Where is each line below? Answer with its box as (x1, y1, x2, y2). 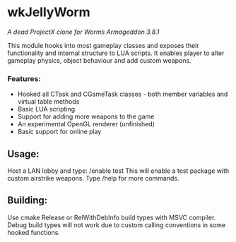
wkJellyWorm (7, 4, 90, 20)
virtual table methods (17, 97, 80, 106)
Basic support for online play (17, 128, 102, 136)
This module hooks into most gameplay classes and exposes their (7, 41, 199, 49)
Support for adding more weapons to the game (17, 112, 155, 121)
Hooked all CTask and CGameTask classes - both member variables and (17, 90, 228, 99)
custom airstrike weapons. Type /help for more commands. (7, 174, 179, 183)
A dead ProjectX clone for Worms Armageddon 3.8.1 (7, 28, 160, 36)
